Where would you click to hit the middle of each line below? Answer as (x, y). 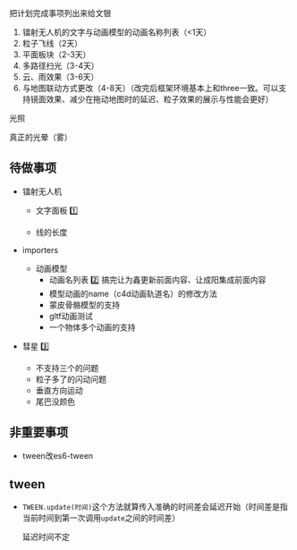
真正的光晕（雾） (41, 137)
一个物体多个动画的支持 (92, 327)
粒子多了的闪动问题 (71, 379)
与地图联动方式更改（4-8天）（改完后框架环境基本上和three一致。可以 (150, 88)
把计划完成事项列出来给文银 (60, 13)
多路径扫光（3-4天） (60, 66)
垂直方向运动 (59, 390)
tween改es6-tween (58, 455)
